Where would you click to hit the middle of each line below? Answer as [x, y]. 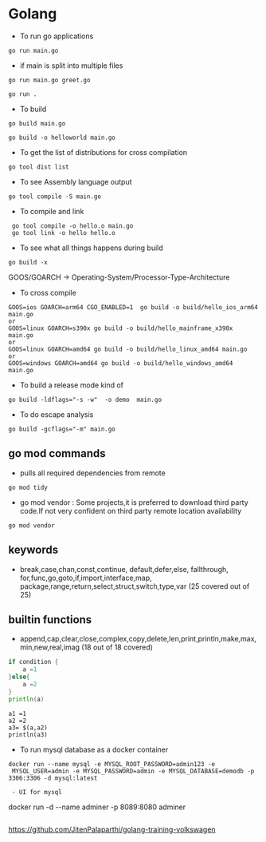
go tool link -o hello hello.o [63, 232]
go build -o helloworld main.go [62, 137]
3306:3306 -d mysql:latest [53, 778]
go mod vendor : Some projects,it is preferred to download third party [134, 502]
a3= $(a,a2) [28, 728]
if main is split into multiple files [71, 66]
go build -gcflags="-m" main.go [62, 429]
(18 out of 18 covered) [117, 647]
